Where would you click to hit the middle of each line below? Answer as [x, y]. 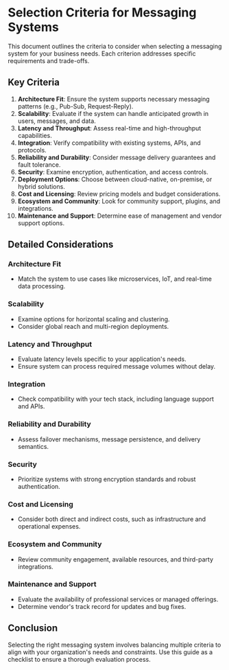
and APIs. [31, 406]
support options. [41, 223]
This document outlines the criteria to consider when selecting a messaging [115, 46]
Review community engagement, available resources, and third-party [116, 559]
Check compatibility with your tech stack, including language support [116, 399]
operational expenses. [49, 527]
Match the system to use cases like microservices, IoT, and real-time [114, 279]
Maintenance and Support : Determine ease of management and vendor [120, 216]
